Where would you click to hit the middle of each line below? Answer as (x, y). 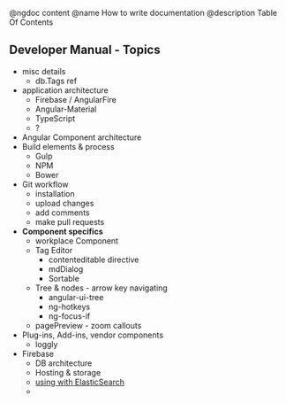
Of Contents (31, 22)
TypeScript (55, 118)
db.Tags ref (56, 81)
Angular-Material (66, 109)
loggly (46, 344)
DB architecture (64, 363)
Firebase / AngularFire (75, 99)
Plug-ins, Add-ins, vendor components (93, 335)
